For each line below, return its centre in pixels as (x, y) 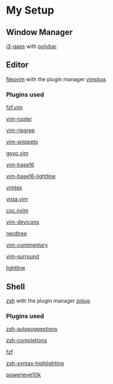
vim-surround (23, 256)
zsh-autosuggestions (32, 329)
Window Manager (39, 32)
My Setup (30, 10)
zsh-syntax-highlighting (35, 363)
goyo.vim (17, 153)
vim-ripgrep (21, 130)
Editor (17, 65)
